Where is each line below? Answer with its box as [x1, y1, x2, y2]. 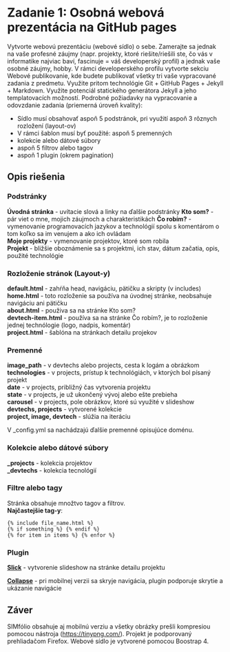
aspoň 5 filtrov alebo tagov [17, 144, 94, 152]
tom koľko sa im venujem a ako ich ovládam [7, 229, 132, 237]
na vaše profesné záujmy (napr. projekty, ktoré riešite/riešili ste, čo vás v [7, 50, 213, 58]
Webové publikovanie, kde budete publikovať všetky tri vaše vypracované [7, 71, 217, 80]
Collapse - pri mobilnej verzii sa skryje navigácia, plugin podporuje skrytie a [7, 577, 224, 585]
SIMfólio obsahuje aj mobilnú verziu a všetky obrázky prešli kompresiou [7, 622, 211, 631]
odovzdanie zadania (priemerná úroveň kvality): [7, 101, 143, 109]
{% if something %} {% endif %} [7, 526, 100, 533]
